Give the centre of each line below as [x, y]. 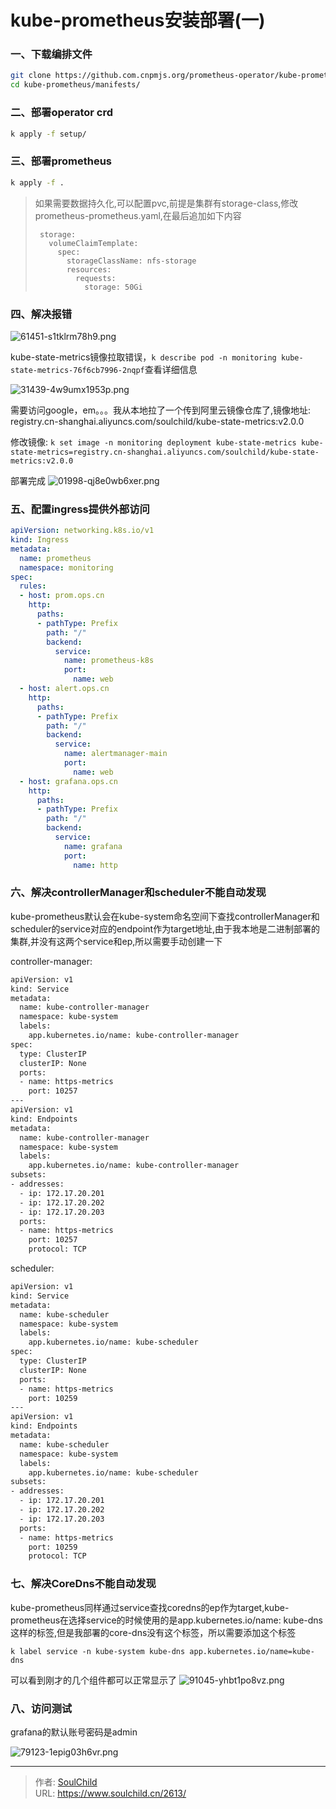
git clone [31, 76]
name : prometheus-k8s [109, 661]
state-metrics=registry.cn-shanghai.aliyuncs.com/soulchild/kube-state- [165, 452]
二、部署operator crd [62, 113]
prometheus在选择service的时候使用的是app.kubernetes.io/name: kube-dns [166, 1620]
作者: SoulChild [66, 1782]
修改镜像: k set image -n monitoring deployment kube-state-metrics [153, 442]
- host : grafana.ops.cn [68, 781]
